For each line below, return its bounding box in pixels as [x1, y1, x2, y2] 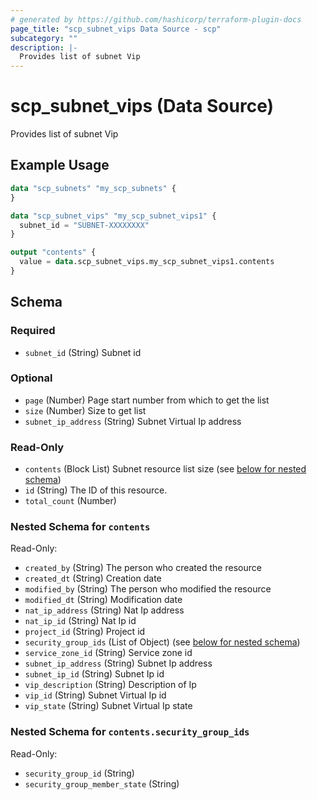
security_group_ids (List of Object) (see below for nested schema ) [24, 636, 301, 648]
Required [10, 324, 56, 338]
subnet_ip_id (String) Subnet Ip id [24, 668, 165, 680]
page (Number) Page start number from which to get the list [24, 394, 270, 406]
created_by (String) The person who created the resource [24, 562, 262, 574]
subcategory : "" [10, 33, 78, 43]
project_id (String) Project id [24, 626, 146, 638]
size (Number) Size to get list [24, 404, 147, 416]
